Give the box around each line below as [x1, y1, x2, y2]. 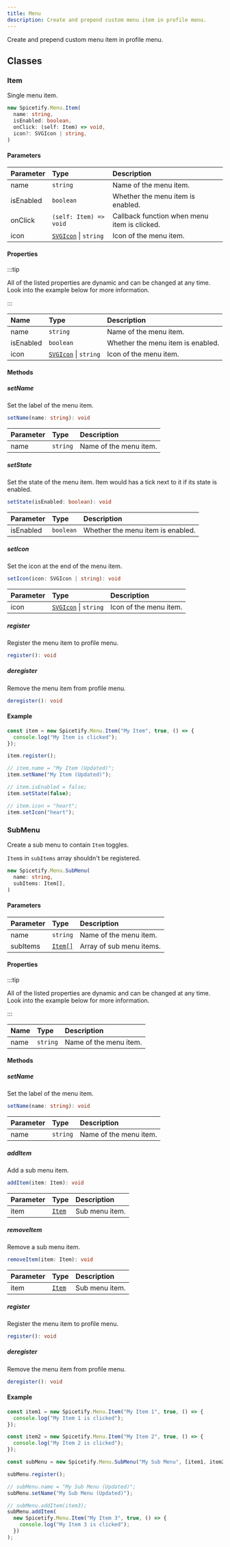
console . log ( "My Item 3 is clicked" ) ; [19, 1521, 130, 1528]
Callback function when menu [112, 211, 209, 220]
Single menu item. [7, 91, 58, 99]
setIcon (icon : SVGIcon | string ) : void [7, 576, 121, 582]
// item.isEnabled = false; [7, 783, 88, 791]
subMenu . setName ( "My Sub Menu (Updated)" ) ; [7, 1489, 133, 1496]
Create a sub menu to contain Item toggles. [7, 840, 129, 849]
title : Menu [7, 10, 41, 17]
